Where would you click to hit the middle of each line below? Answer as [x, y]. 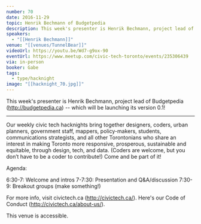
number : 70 [20, 12]
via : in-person [25, 62]
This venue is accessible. [37, 216]
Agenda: [17, 168]
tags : [13, 73]
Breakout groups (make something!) [57, 186]
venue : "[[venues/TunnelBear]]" [46, 46]
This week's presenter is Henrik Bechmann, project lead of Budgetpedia [95, 101]
